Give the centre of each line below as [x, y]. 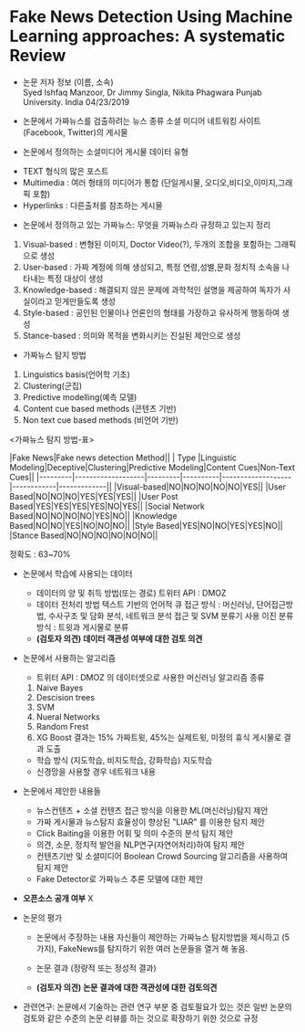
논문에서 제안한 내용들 [62, 791]
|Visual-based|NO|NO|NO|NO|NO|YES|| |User [200, 487]
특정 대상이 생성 [75, 278]
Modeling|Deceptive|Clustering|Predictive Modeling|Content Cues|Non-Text [152, 467]
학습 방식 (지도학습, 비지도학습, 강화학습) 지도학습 [124, 760]
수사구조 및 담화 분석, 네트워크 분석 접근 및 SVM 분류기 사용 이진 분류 [171, 616]
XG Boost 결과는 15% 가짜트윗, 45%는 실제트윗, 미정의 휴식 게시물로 [159, 737]
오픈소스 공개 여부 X [58, 898]
